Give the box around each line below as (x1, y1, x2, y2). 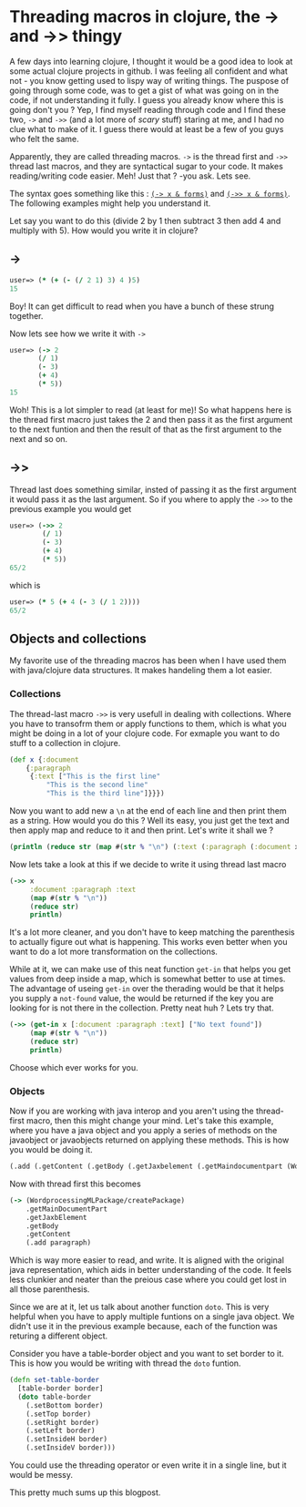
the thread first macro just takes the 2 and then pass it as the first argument (9, 414, 293, 425)
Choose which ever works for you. (9, 1061, 138, 1072)
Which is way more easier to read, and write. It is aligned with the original (9, 1255, 285, 1266)
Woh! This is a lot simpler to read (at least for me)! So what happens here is (9, 404, 291, 415)
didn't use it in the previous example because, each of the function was (9, 1321, 278, 1332)
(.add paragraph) (25, 1238, 92, 1247)
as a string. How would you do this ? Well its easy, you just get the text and (9, 815, 290, 826)
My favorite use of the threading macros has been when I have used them (9, 655, 287, 666)
